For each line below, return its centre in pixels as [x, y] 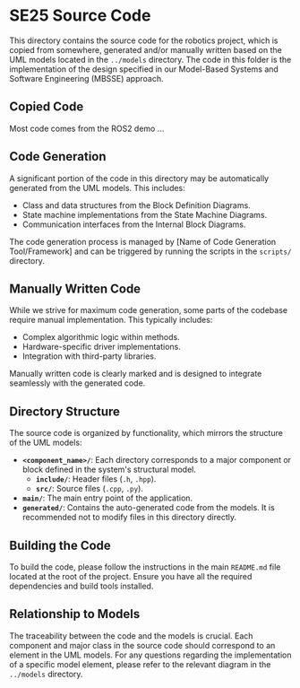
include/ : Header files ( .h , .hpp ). [96, 479]
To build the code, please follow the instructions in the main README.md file [145, 567]
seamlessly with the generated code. [77, 383]
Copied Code [47, 107]
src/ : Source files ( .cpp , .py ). [89, 489]
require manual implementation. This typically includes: [111, 320]
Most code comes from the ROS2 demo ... [87, 128]
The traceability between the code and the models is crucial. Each [131, 636]
